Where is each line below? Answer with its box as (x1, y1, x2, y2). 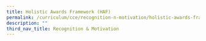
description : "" (6, 20, 48, 26)
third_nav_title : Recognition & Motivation (6, 25, 120, 32)
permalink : (6, 14, 34, 20)
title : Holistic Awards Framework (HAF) (6, 8, 112, 15)
